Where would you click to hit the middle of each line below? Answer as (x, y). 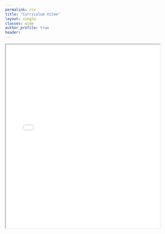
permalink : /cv (21, 10)
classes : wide (20, 23)
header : (13, 32)
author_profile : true (27, 28)
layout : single (21, 19)
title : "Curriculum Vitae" (33, 14)
